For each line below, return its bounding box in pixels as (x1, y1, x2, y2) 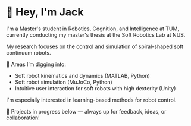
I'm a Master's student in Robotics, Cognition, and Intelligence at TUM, (6, 25, 180, 32)
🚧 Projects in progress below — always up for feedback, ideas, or (6, 108, 167, 115)
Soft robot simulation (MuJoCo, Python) (14, 78, 113, 86)
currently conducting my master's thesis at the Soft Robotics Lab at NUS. (6, 31, 186, 38)
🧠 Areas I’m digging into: (6, 61, 67, 68)
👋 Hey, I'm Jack (6, 5, 84, 19)
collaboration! (6, 114, 40, 121)
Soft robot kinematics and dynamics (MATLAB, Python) (14, 72, 151, 79)
